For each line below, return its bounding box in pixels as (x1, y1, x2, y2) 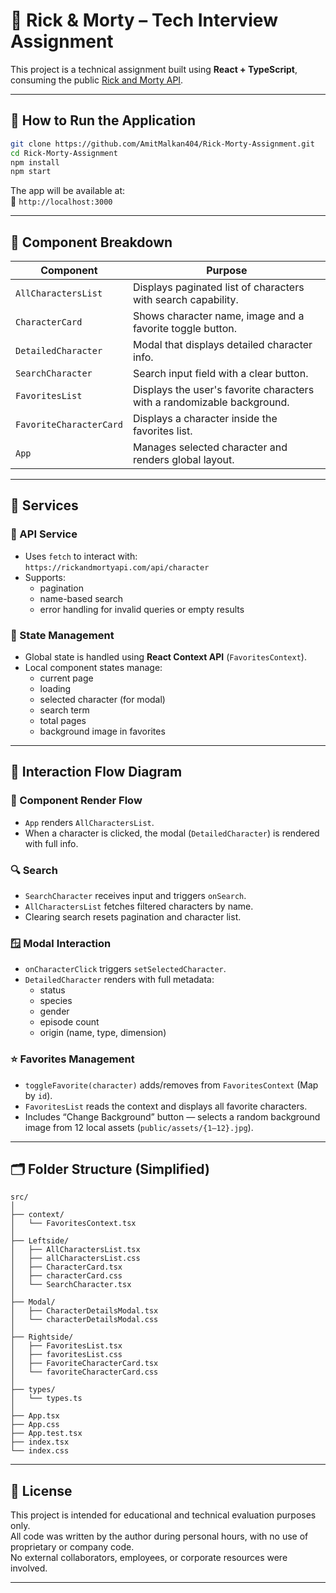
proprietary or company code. (10, 1541, 135, 1553)
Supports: (24, 571, 66, 583)
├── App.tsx (10, 1411, 60, 1421)
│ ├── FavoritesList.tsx (10, 1341, 123, 1351)
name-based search (39, 592, 124, 604)
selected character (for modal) (39, 694, 166, 706)
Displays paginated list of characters (132, 280, 305, 294)
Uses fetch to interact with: (24, 550, 138, 562)
